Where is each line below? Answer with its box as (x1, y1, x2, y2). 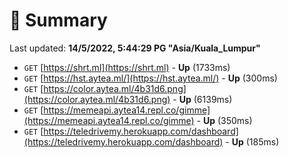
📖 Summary (9, 9, 108, 32)
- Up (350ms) (196, 114, 253, 126)
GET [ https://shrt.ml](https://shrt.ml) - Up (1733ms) (23, 61, 231, 73)
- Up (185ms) (225, 135, 280, 148)
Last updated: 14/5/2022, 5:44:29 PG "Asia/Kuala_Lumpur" (9, 42, 261, 54)
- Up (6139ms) (172, 93, 233, 105)
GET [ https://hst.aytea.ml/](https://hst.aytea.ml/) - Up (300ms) (23, 72, 278, 84)
